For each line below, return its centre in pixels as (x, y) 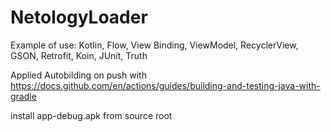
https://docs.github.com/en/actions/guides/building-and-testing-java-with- (165, 85)
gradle (23, 96)
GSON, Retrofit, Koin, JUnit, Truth (79, 55)
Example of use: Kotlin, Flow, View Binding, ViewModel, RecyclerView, (154, 45)
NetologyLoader (79, 17)
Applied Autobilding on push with (78, 75)
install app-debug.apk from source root (91, 115)
